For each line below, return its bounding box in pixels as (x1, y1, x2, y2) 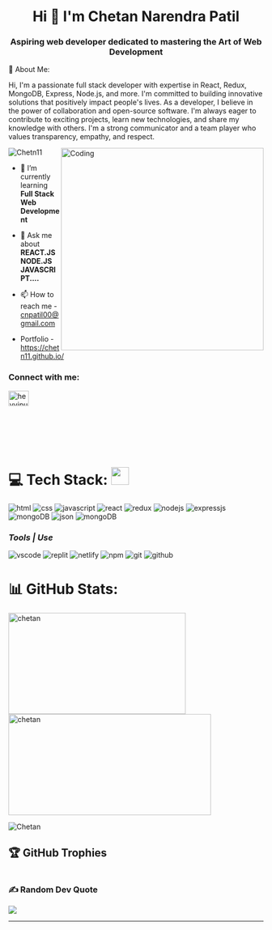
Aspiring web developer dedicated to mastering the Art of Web (10, 36, 262, 48)
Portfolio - (19, 334, 54, 344)
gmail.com (19, 319, 55, 329)
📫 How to (19, 290, 54, 299)
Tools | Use (8, 532, 53, 543)
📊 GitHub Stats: (8, 580, 119, 598)
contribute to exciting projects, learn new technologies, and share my (8, 115, 240, 125)
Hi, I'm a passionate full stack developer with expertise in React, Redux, (8, 80, 247, 90)
